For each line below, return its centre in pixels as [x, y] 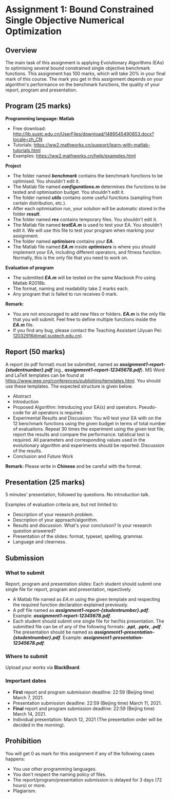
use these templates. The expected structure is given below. [69, 386]
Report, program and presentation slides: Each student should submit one [83, 584]
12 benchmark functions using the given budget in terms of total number [89, 423]
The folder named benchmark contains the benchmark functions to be [88, 175]
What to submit [25, 573]
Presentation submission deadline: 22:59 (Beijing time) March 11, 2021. [87, 703]
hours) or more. [29, 785]
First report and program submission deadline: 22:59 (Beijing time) [83, 692]
